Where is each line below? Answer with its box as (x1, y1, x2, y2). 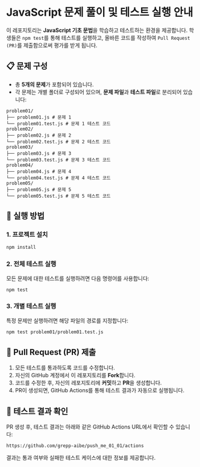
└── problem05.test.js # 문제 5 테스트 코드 (6, 193, 111, 199)
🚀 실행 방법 (6, 211, 45, 221)
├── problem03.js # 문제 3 (6, 150, 72, 157)
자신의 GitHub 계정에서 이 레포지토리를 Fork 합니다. (14, 372, 136, 379)
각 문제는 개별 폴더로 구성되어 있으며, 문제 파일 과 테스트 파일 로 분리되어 (14, 88, 182, 95)
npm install (6, 245, 36, 251)
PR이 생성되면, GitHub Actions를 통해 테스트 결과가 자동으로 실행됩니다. (14, 387, 185, 394)
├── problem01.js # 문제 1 (6, 114, 72, 121)
